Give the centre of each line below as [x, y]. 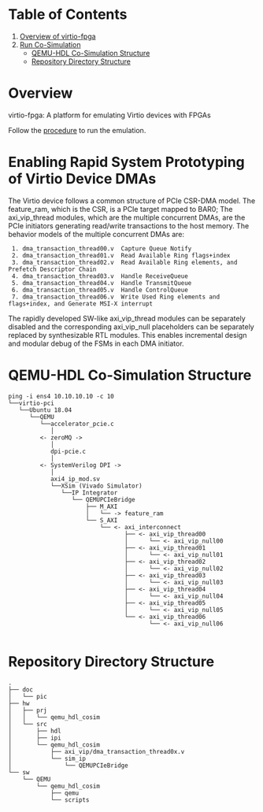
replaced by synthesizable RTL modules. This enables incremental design [128, 335]
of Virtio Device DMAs [82, 179]
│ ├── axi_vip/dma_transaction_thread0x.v [96, 751]
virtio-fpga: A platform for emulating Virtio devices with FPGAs [109, 115]
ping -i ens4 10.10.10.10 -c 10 [61, 396]
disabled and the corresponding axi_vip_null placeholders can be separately [131, 326]
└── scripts [70, 800]
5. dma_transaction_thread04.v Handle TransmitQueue [102, 283]
